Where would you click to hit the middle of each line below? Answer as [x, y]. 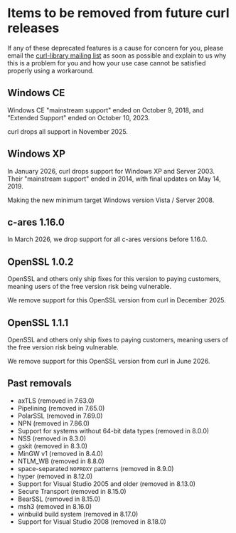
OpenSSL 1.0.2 [41, 262]
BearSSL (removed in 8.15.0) [59, 499]
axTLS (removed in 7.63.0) [56, 401]
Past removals [40, 383]
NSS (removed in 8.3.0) [52, 438]
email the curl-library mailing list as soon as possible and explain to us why [117, 56]
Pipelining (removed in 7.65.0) [61, 408]
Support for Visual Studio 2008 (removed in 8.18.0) [92, 522]
